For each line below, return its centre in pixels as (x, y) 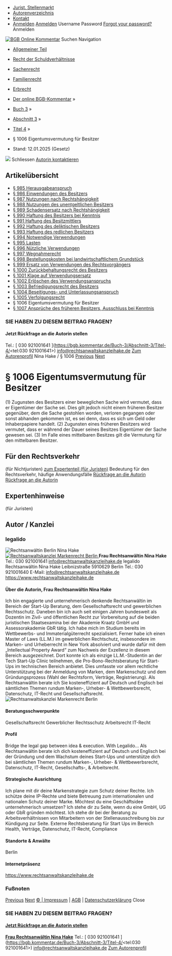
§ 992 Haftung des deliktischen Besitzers (56, 226)
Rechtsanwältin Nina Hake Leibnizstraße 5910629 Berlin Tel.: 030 (74, 567)
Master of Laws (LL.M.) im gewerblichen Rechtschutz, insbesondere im (80, 639)
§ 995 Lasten (27, 242)
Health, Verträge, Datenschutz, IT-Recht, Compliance (61, 829)
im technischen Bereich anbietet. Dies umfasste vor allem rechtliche (87, 666)
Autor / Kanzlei (30, 524)
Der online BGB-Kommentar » (44, 99)
